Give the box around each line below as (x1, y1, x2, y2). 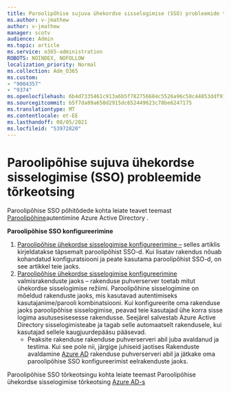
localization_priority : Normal (7, 61, 97, 68)
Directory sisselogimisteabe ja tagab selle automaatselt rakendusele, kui (16, 321, 222, 329)
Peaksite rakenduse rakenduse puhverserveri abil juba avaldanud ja (27, 335, 219, 344)
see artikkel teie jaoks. (16, 262, 81, 271)
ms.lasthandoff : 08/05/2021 (7, 118, 88, 126)
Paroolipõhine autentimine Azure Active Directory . (7, 214, 149, 222)
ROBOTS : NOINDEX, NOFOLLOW (7, 55, 85, 62)
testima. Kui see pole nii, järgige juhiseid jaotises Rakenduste (27, 343, 200, 351)
